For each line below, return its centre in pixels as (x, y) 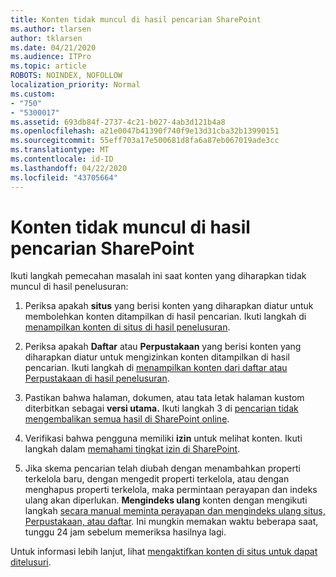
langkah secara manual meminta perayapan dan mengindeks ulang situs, (175, 511)
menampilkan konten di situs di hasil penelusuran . (127, 327)
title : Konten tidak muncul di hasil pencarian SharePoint (136, 19)
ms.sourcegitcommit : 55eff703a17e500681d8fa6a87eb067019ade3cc (145, 141)
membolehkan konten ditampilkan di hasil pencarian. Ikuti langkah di (165, 317)
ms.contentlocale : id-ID (62, 159)
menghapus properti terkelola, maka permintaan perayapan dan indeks (171, 490)
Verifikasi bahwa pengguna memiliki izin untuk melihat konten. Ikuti (163, 438)
